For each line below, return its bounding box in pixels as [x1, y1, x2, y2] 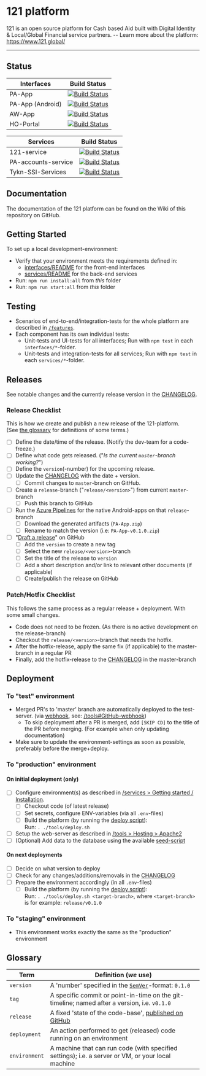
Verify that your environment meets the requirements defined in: [15, 257, 178, 265]
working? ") [15, 459, 44, 466]
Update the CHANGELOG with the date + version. [15, 472, 140, 479]
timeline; [50, 999, 75, 1007]
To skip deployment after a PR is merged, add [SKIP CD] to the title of [24, 719, 199, 726]
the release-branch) [15, 629, 66, 637]
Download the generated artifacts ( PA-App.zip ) [24, 520, 142, 527]
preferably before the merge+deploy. [15, 745, 109, 753]
